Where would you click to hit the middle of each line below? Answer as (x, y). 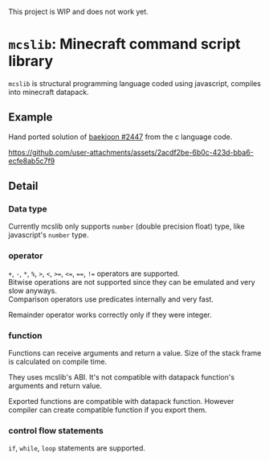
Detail (23, 186)
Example (31, 117)
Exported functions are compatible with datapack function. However (121, 401)
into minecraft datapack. (49, 92)
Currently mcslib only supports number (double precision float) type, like (126, 226)
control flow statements (56, 430)
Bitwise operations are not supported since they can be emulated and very (132, 282)
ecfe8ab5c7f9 (32, 161)
